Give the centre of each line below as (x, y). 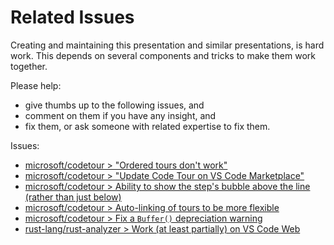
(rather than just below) (73, 197)
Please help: (36, 85)
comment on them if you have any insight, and (120, 115)
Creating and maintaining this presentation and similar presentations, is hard (167, 45)
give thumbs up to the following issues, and (114, 105)
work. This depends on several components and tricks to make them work (163, 55)
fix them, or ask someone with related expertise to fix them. (147, 126)
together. (29, 66)
